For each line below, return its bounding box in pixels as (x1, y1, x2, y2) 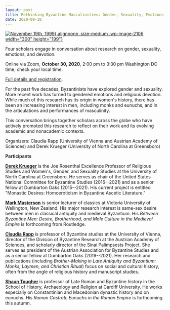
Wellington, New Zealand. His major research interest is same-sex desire (5, 205, 157, 211)
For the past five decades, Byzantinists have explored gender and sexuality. (5, 86, 163, 92)
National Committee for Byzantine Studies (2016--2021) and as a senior (5, 179, 154, 185)
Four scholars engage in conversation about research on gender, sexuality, (5, 46, 161, 52)
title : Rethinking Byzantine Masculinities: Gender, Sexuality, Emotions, (5, 12, 166, 17)
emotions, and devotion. (5, 51, 56, 57)
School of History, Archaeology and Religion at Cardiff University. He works (5, 284, 163, 290)
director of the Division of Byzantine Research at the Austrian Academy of (5, 237, 159, 243)
